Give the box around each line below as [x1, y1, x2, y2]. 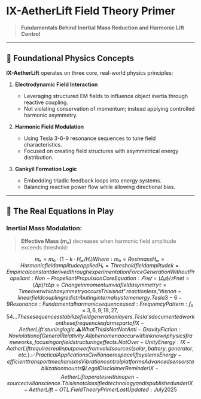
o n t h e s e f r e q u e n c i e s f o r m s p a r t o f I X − [55, 319, 145, 327]
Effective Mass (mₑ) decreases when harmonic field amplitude [20, 237, 176, 245]
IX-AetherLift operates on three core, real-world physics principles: [6, 69, 173, 76]
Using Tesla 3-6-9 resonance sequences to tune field [23, 135, 156, 142]
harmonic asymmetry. [23, 111, 78, 118]
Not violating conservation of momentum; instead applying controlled [23, 105, 195, 112]
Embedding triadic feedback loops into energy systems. [23, 176, 162, 184]
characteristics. [23, 141, 63, 148]
